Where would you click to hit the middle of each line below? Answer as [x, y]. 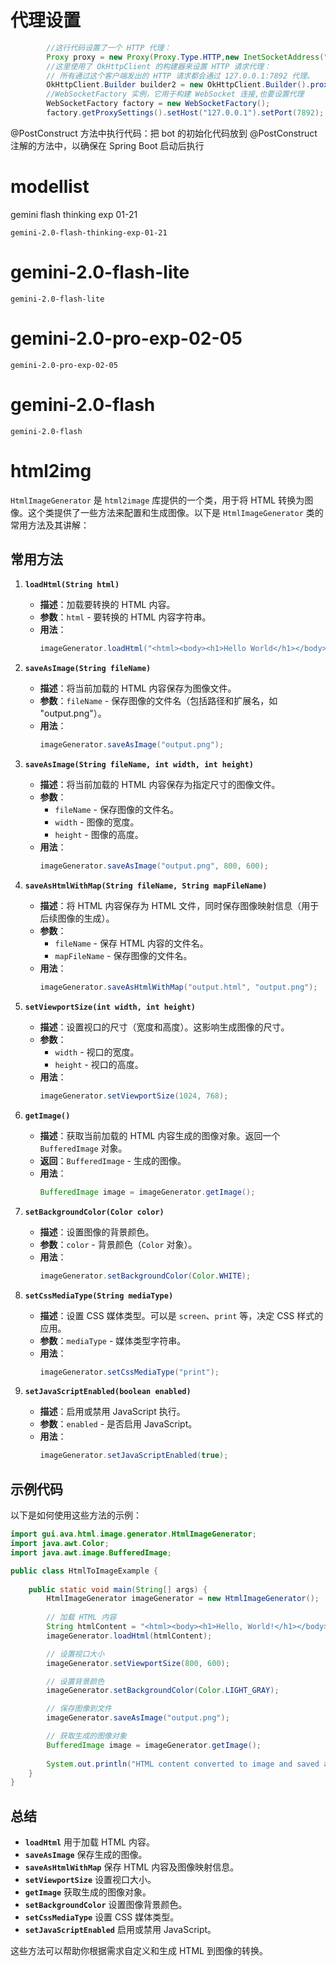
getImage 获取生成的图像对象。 [88, 1892]
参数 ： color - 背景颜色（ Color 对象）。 [118, 1244]
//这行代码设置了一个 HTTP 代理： [109, 47]
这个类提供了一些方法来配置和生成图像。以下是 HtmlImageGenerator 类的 [175, 512]
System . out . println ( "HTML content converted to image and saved [183, 1764]
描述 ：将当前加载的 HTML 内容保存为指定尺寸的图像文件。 [160, 785]
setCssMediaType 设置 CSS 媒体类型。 [102, 1917]
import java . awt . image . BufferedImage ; [91, 1552]
